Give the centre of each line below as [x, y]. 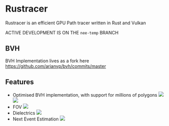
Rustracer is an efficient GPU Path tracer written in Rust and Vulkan [76, 23]
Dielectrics [24, 113]
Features [20, 82]
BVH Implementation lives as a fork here [47, 61]
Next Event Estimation [36, 119]
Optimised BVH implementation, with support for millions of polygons [85, 95]
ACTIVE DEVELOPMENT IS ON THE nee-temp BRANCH [62, 32]
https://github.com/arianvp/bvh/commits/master [56, 66]
